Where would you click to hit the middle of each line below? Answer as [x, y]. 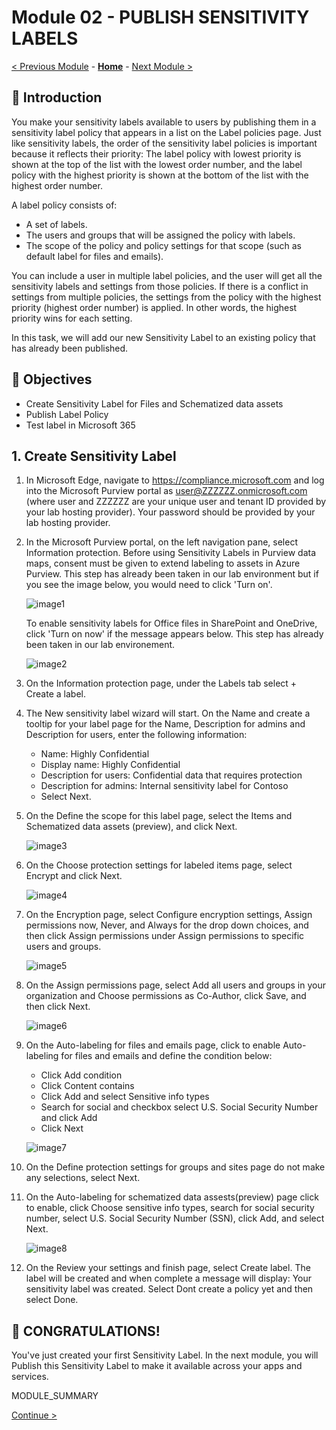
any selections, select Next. [83, 1178]
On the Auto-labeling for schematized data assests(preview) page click [172, 1197]
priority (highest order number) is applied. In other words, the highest [154, 307]
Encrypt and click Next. [74, 876]
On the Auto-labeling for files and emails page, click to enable [153, 1045]
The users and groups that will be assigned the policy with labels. [160, 235]
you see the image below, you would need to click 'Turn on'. [149, 585]
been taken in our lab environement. [100, 645]
